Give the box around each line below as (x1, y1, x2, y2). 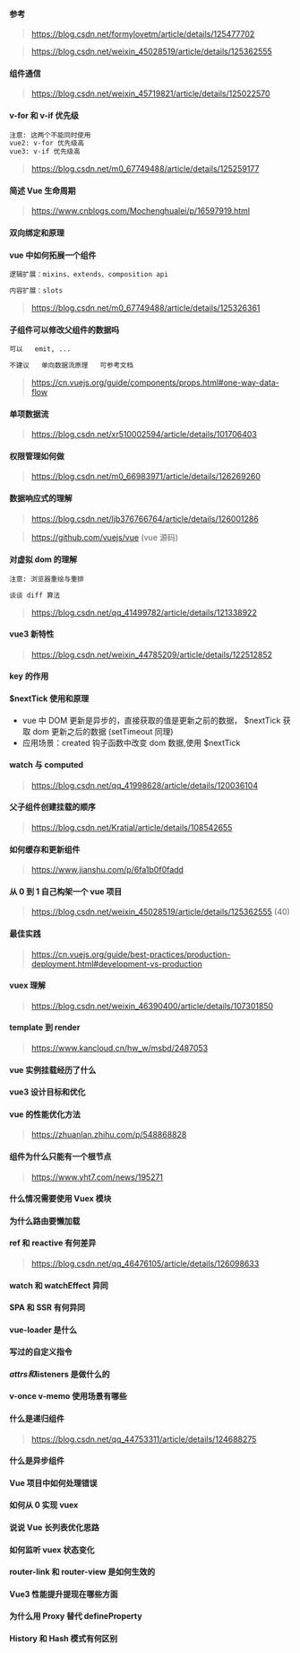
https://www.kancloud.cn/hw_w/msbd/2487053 (30, 1042, 209, 1053)
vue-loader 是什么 (9, 1324, 78, 1335)
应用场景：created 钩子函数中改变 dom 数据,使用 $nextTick (21, 737, 241, 748)
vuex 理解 (9, 980, 47, 991)
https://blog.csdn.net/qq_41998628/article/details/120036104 (30, 779, 258, 790)
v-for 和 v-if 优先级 (9, 110, 79, 120)
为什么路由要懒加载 (9, 1215, 81, 1226)
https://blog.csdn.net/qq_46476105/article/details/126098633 (30, 1258, 260, 1269)
